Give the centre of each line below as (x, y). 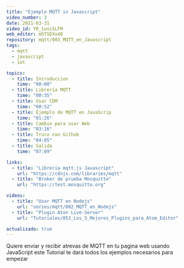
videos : (16, 196)
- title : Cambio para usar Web (51, 123)
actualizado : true (29, 229)
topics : (16, 73)
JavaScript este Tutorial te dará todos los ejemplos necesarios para (90, 252)
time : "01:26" (35, 118)
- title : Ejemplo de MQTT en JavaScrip (62, 112)
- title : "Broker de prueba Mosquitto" (62, 179)
